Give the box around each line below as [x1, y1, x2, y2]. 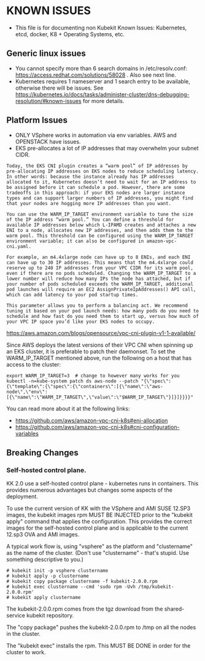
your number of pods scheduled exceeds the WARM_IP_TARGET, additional [6, 280, 193, 287]
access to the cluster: [6, 360, 61, 368]
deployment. [6, 493, 38, 500]
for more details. [82, 97, 125, 104]
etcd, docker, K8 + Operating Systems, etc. [15, 30, 125, 37]
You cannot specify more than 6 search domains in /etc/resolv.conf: [15, 64, 187, 72]
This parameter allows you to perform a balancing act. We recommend [6, 302, 188, 309]
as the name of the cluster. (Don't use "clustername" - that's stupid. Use [6, 549, 189, 557]
